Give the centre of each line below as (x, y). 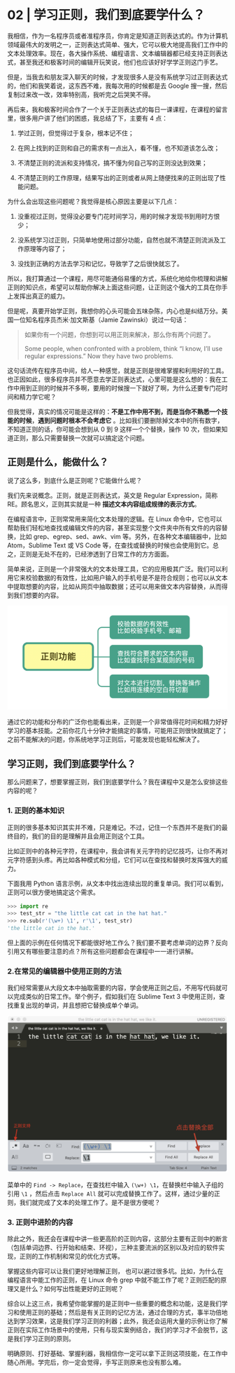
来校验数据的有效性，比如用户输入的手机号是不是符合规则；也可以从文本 (123, 578)
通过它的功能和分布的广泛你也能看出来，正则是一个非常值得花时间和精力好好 (117, 722)
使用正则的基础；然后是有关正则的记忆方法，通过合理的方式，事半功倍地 (123, 1313)
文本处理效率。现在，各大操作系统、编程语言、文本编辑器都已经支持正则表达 (117, 53)
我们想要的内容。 (38, 595)
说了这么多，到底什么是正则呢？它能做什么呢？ (74, 480)
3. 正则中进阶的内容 (40, 1222)
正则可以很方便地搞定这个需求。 (53, 892)
